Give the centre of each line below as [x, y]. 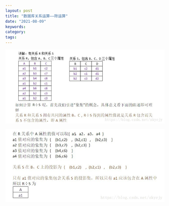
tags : [11, 37]
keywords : [16, 27]
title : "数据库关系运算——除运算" [37, 16]
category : [16, 32]
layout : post [19, 11]
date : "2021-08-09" [26, 21]
